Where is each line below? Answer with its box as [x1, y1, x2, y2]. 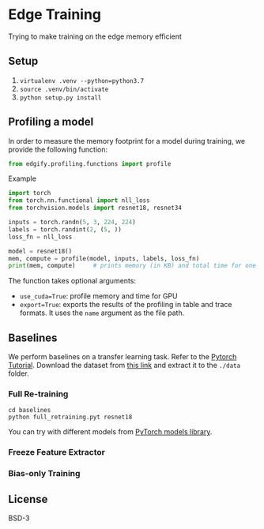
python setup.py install [19, 93, 102, 102]
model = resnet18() [8, 247, 73, 255]
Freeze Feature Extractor [8, 447, 105, 458]
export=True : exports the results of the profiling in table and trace [19, 300, 232, 310]
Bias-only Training [8, 468, 81, 479]
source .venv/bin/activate [19, 85, 109, 93]
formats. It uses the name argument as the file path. [19, 308, 185, 317]
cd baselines [8, 407, 51, 415]
